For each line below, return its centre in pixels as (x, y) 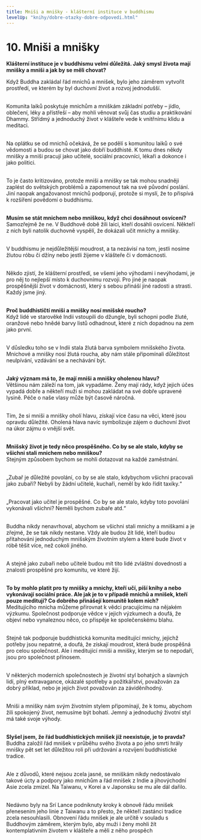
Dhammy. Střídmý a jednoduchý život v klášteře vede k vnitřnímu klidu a (95, 119)
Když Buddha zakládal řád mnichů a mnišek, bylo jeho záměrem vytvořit (95, 82)
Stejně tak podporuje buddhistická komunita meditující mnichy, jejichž (92, 638)
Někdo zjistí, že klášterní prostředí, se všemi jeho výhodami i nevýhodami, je (100, 273)
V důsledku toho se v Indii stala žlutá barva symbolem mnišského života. (96, 348)
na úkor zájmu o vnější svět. (41, 428)
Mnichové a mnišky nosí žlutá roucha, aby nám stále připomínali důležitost (98, 354)
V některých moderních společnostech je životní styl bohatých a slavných (97, 675)
